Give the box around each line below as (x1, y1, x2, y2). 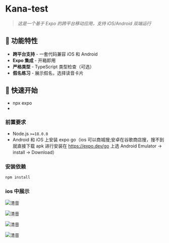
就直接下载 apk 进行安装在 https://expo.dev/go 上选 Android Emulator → (12, 142, 162, 149)
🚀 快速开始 (5, 86, 38, 95)
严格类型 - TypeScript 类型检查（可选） (12, 64, 94, 70)
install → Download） (12, 149, 57, 155)
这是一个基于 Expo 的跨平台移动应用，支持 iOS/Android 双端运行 (17, 20, 151, 26)
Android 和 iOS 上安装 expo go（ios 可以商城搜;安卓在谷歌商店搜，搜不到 (12, 136, 164, 142)
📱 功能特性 (5, 36, 38, 45)
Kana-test (5, 3, 48, 15)
